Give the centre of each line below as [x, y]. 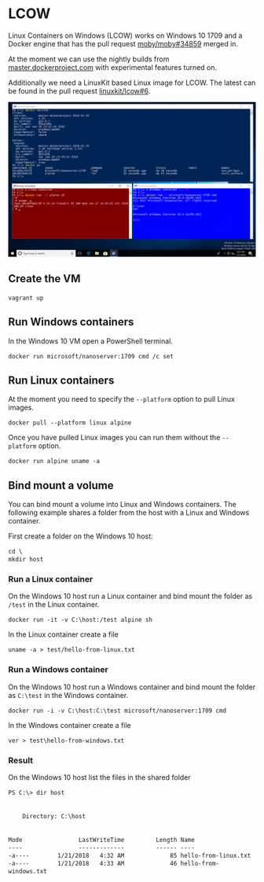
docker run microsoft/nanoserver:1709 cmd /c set [91, 356]
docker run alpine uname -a [54, 461]
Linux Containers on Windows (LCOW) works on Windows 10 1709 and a [125, 35]
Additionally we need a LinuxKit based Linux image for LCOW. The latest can [132, 83]
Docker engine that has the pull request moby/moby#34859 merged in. [123, 43]
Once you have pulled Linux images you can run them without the [114, 438]
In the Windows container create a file [70, 725]
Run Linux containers [61, 380]
